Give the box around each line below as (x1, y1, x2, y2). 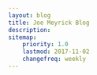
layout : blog (8, 11, 51, 20)
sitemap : (8, 33, 37, 41)
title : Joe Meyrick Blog (8, 19, 90, 27)
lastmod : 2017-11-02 (22, 48, 90, 55)
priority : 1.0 (22, 41, 69, 48)
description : (8, 26, 51, 34)
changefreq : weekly (22, 55, 87, 63)
